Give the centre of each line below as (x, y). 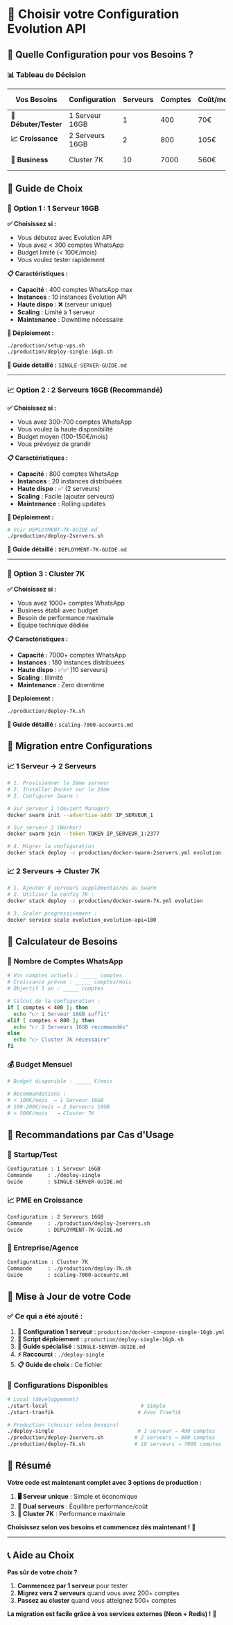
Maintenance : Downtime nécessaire (70, 319)
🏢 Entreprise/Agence (43, 1248)
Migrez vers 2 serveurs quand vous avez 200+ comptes (98, 1593)
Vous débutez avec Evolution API (64, 237)
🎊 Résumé (29, 1466)
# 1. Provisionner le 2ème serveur (59, 783)
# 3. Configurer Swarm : (43, 796)
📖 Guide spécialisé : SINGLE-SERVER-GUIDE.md (81, 1346)
